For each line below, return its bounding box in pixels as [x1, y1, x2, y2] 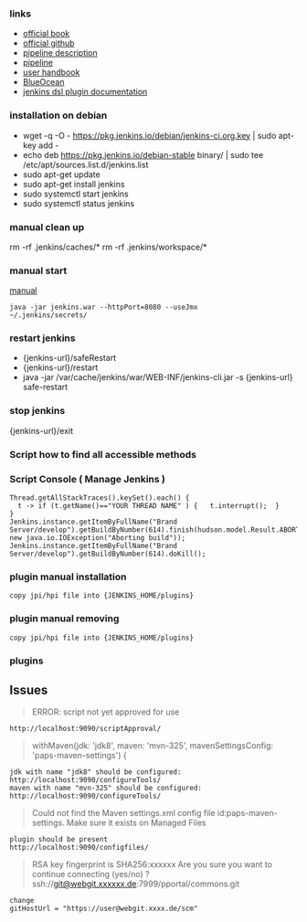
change [9, 896, 35, 906]
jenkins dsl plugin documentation [22, 86, 148, 98]
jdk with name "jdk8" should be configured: [9, 768, 182, 777]
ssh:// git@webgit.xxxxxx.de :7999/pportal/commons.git [31, 878, 240, 889]
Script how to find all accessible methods [9, 448, 196, 461]
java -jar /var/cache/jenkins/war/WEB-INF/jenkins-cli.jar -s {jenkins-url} [22, 372, 294, 383]
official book [22, 28, 70, 39]
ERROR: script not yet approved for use [31, 706, 180, 717]
